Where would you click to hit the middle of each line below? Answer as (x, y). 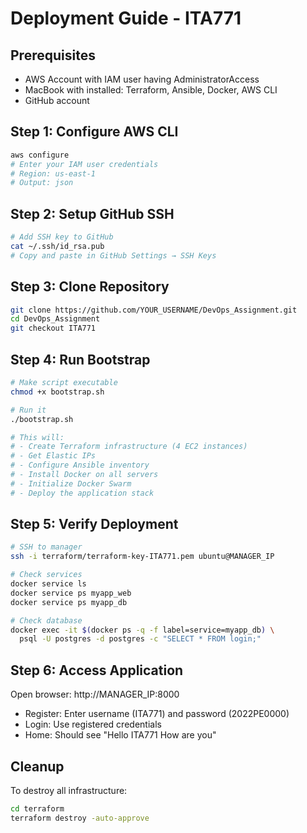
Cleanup (37, 766)
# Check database (46, 620)
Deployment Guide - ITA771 (126, 18)
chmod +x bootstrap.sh (57, 392)
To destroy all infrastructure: (69, 790)
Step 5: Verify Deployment (94, 524)
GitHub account (57, 100)
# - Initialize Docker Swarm (71, 483)
